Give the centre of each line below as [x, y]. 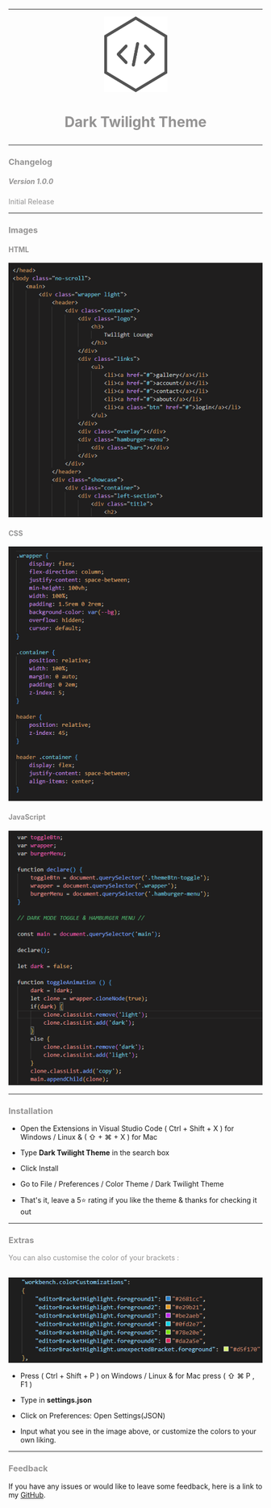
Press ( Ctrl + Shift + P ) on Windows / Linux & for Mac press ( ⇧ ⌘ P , [138, 1376]
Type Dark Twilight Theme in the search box [94, 1153]
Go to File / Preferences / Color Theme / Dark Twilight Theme [122, 1183]
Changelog [30, 162]
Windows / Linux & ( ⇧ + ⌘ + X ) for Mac [89, 1136]
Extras [21, 1240]
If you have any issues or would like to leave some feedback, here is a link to [135, 1486]
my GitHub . [27, 1494]
